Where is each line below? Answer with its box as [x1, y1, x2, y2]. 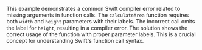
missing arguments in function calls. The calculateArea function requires [6, 11, 189, 19]
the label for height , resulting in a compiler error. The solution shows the [6, 24, 188, 31]
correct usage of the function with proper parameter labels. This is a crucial [6, 31, 196, 38]
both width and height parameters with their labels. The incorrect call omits [6, 18, 195, 25]
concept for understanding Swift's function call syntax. [6, 37, 144, 44]
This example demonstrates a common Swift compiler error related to [6, 5, 181, 12]
